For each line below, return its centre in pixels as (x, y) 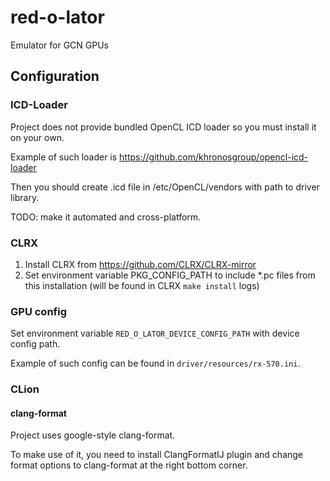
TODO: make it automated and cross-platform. (106, 217)
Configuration (55, 76)
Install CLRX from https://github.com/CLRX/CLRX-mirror (140, 264)
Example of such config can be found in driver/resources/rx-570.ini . (155, 363)
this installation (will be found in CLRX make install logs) (142, 285)
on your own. (37, 137)
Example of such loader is (64, 157)
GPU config (38, 311)
